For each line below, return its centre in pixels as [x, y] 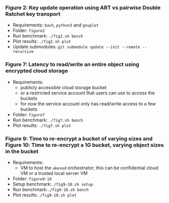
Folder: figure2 [29, 31]
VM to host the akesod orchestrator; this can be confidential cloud [89, 168]
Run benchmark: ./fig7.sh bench [48, 120]
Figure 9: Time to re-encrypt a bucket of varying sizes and [79, 138]
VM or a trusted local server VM [54, 173]
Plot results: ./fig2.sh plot [42, 41]
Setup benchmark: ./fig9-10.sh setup [53, 184]
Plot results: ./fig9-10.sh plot [45, 195]
